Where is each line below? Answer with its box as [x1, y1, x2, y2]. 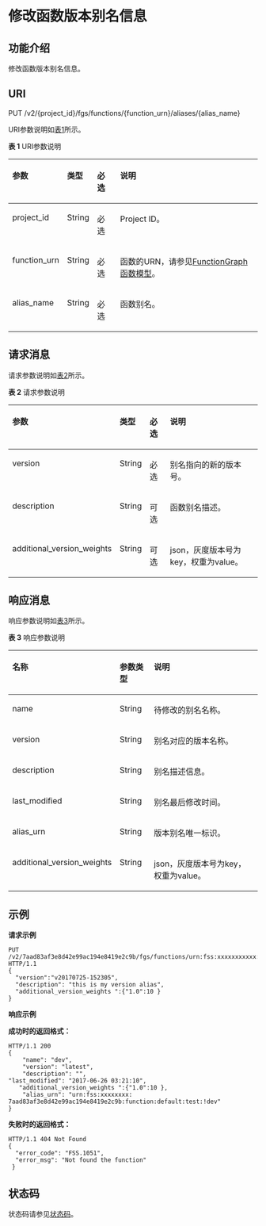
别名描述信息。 [154, 766, 210, 777]
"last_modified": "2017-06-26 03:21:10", [8, 1077, 147, 1085]
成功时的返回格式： [8, 1026, 71, 1036]
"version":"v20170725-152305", [15, 974, 119, 982]
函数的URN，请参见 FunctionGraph [120, 255, 248, 266]
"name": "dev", [22, 1056, 73, 1064]
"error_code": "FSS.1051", [15, 1149, 104, 1158]
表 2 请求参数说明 [8, 387, 66, 397]
